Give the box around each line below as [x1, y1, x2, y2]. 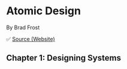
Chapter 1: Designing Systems [6, 53, 122, 63]
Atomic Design [6, 4, 81, 18]
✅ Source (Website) [6, 35, 55, 42]
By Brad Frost [6, 24, 40, 31]
